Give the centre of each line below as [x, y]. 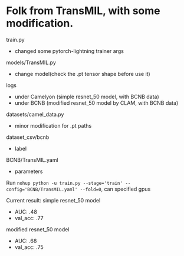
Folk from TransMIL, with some [83, 11]
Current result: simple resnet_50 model [53, 200]
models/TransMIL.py [31, 62]
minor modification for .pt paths [53, 125]
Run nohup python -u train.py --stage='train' [64, 182]
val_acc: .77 [29, 218]
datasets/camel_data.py [35, 114]
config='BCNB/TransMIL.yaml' [42, 189]
